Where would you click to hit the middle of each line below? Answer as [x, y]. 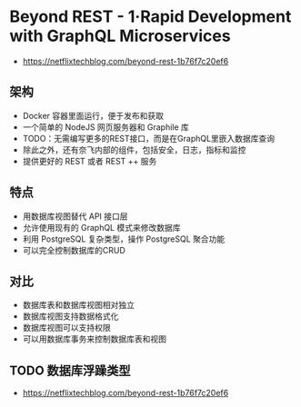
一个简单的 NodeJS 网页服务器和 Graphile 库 [105, 127]
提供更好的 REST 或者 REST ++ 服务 [90, 161]
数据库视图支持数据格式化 [70, 316]
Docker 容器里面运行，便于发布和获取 [93, 115]
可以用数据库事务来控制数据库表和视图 [94, 339]
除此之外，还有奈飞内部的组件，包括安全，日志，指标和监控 [134, 149]
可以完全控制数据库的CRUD [74, 250]
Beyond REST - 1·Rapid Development [150, 17]
